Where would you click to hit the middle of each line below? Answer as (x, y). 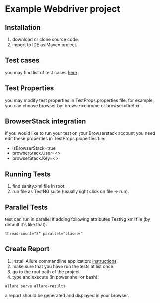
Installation (23, 28)
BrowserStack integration (46, 121)
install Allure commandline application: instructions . (65, 261)
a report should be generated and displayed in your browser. (67, 295)
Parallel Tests (27, 207)
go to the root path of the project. (46, 271)
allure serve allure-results (35, 286)
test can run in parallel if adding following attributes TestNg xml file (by (78, 219)
